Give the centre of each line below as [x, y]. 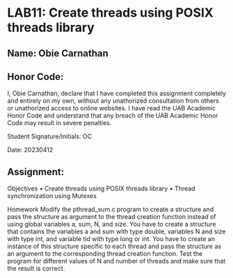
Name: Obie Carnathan [58, 53]
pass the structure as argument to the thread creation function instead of [112, 217]
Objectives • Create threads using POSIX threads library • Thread [101, 188]
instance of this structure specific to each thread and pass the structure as [114, 246]
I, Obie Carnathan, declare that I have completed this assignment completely [117, 93]
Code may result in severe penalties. [59, 123]
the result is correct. [36, 268]
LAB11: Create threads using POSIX [111, 13]
